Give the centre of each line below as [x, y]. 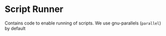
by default [15, 28]
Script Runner [34, 9]
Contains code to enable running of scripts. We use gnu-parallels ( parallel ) [83, 23]
